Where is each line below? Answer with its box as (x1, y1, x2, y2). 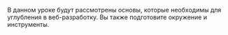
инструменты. (7, 21, 50, 28)
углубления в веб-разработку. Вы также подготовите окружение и (7, 13, 208, 21)
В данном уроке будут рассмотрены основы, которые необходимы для (7, 6, 222, 14)
